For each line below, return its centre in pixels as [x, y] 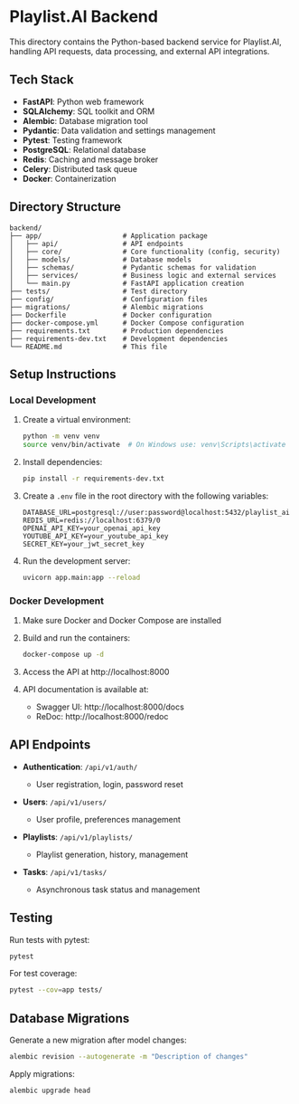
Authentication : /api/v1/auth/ [80, 766]
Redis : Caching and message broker [90, 159]
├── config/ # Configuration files [108, 299]
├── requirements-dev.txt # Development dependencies [119, 338]
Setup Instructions [63, 374]
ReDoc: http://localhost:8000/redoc [102, 716]
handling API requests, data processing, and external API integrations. [140, 51]
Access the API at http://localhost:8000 [96, 671]
